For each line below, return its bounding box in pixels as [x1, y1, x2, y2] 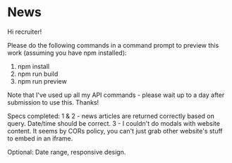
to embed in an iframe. [7, 134, 73, 143]
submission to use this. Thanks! [7, 98, 99, 106]
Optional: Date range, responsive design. [7, 148, 126, 156]
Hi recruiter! [7, 27, 42, 36]
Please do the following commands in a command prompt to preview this [7, 41, 219, 49]
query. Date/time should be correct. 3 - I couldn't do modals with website [7, 119, 221, 127]
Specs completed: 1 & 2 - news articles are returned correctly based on [7, 112, 215, 120]
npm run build [17, 70, 59, 78]
